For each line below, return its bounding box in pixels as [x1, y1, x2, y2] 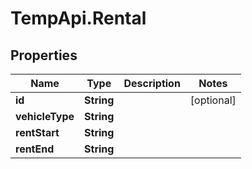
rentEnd [15, 142, 55, 156]
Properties [10, 47, 78, 64]
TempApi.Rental [10, 7, 147, 30]
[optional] [189, 93, 237, 107]
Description [123, 77, 181, 90]
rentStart [15, 126, 60, 139]
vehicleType [15, 110, 75, 123]
